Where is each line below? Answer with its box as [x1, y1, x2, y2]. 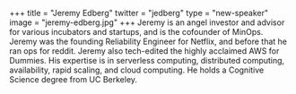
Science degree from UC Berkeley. [9, 74, 137, 84]
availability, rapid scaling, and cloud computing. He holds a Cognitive [9, 64, 265, 75]
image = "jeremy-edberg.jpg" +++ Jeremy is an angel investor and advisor [9, 17, 285, 28]
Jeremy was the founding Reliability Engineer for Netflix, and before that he [9, 36, 288, 47]
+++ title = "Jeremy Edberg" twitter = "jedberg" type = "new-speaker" [9, 8, 269, 18]
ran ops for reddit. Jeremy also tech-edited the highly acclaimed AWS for [9, 46, 280, 56]
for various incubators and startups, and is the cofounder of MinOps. [9, 27, 264, 37]
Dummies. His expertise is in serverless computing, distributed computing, [9, 56, 285, 65]
